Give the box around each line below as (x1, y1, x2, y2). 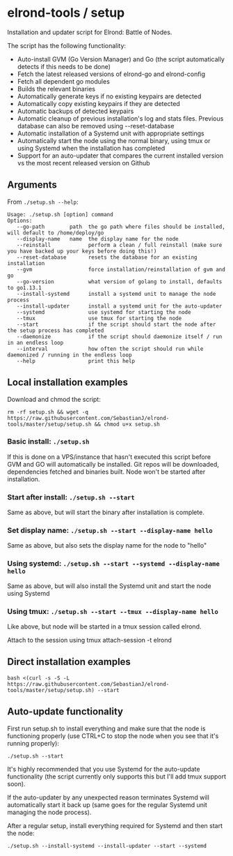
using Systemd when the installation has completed (17, 144, 166, 152)
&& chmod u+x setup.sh (94, 421, 160, 428)
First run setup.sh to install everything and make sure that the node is (7, 724, 206, 733)
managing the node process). (7, 808, 92, 816)
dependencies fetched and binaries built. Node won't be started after (7, 467, 206, 476)
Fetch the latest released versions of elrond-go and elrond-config (17, 70, 206, 78)
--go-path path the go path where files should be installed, (16, 223, 226, 230)
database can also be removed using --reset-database (17, 121, 175, 130)
